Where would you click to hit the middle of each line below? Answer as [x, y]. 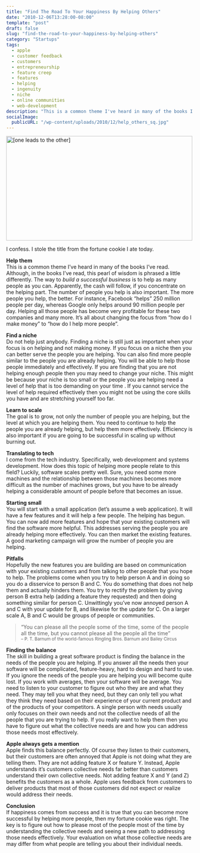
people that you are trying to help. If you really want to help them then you [97, 720]
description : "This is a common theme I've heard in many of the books [97, 111]
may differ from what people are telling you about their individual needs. [95, 844]
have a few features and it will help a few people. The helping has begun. [96, 515]
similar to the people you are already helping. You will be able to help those [98, 361]
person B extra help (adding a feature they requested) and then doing [91, 596]
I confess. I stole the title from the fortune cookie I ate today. [80, 249]
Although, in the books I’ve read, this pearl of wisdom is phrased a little [93, 273]
